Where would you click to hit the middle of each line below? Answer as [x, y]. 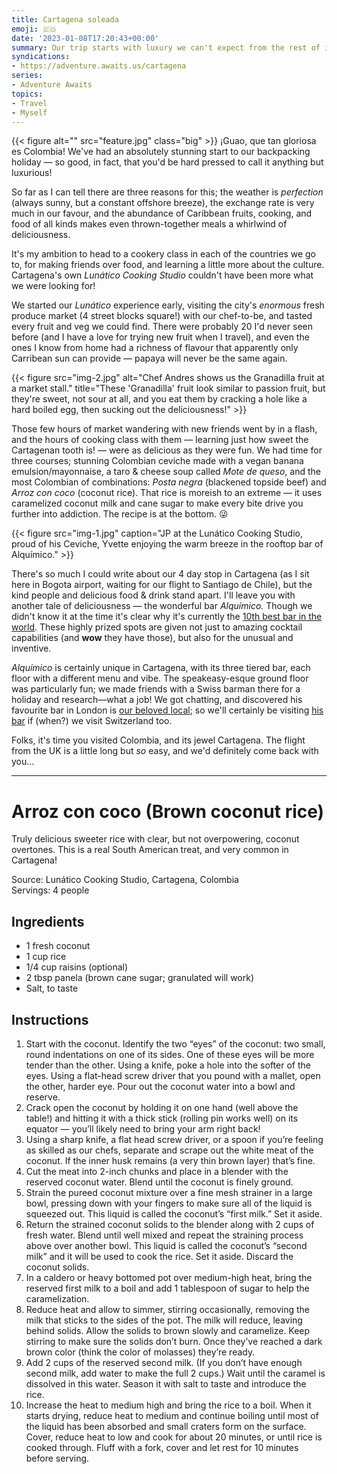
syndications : [41, 57]
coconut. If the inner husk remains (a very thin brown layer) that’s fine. [170, 1160]
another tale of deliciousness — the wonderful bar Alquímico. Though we [162, 606]
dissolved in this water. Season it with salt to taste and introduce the [166, 1383]
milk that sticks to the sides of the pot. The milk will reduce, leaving [164, 1320]
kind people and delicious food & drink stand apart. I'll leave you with [153, 595]
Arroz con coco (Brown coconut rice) [168, 811]
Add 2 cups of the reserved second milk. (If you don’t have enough [164, 1362]
